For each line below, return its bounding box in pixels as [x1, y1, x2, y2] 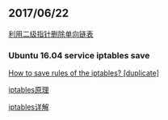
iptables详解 [8, 102, 49, 112]
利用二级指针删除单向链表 [8, 28, 94, 39]
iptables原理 [8, 85, 49, 95]
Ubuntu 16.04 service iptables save [8, 49, 150, 61]
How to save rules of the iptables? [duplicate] [8, 68, 160, 78]
